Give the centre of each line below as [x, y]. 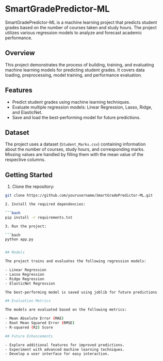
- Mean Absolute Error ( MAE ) [34, 318]
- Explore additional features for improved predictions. [65, 345]
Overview [20, 53]
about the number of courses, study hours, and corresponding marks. [75, 149]
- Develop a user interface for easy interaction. [57, 354]
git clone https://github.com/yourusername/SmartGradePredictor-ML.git [79, 196]
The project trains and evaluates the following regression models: [76, 261]
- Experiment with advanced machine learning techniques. [65, 349]
